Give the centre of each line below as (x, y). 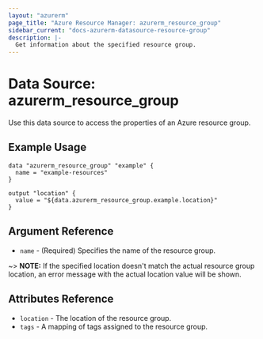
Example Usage (48, 147)
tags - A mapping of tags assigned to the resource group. (114, 326)
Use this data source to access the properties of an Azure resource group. (130, 122)
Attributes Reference (61, 299)
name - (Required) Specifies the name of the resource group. (118, 250)
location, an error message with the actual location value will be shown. (125, 274)
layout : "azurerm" (38, 15)
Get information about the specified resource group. (106, 45)
